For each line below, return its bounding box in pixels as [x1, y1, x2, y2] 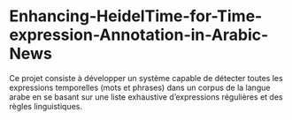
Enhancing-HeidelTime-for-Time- [9, 6, 263, 26]
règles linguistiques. [9, 101, 82, 111]
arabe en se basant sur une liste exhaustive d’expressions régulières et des [9, 91, 283, 102]
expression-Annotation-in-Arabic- [9, 25, 269, 45]
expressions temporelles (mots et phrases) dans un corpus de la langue [9, 82, 271, 93]
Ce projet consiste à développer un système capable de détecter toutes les [9, 72, 283, 83]
